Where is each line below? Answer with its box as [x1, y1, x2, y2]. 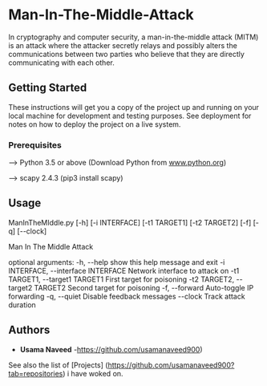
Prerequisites [8, 139, 62, 150]
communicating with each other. [8, 58, 115, 67]
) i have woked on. [63, 368, 123, 378]
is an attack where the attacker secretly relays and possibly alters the [8, 40, 238, 50]
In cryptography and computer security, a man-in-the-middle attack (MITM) [8, 32, 259, 42]
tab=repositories [8, 368, 63, 378]
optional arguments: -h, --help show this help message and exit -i [8, 257, 225, 266]
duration [8, 299, 36, 310]
